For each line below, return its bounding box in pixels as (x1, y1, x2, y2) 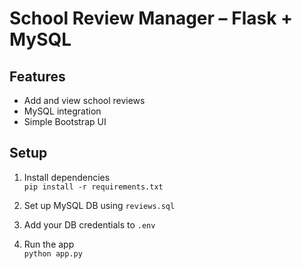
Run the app (23, 238, 75, 250)
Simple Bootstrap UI (23, 116, 107, 127)
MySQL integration (23, 105, 102, 117)
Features (9, 68, 66, 85)
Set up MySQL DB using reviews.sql (23, 199, 176, 211)
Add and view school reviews (23, 95, 146, 106)
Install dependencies (23, 171, 111, 183)
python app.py (23, 248, 83, 259)
